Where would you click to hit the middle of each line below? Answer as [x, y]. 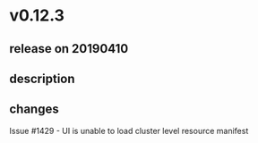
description [42, 78]
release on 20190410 [69, 49]
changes [34, 109]
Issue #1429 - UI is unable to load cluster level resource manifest [129, 130]
